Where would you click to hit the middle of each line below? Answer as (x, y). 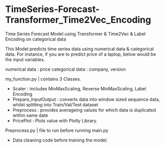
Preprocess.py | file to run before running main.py (57, 130)
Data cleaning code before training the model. (60, 140)
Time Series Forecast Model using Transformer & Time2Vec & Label (75, 34)
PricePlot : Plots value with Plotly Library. (55, 120)
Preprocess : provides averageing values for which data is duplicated (84, 110)
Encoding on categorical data (36, 39)
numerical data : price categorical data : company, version (65, 69)
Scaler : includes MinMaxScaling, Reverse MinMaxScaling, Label (79, 88)
